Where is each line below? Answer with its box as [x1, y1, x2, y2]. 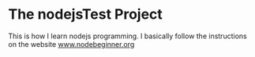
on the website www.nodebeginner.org [8, 39, 135, 48]
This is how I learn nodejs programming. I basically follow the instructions [8, 31, 247, 41]
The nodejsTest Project [8, 5, 163, 23]
